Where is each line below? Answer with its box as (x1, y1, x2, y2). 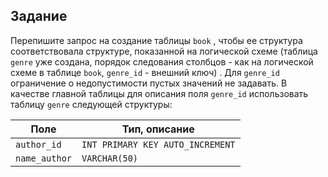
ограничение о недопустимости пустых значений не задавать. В (10, 77, 288, 89)
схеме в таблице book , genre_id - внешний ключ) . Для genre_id (10, 66, 280, 78)
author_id (15, 139, 62, 150)
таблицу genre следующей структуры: (10, 98, 173, 110)
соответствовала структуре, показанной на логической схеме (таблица (10, 45, 318, 57)
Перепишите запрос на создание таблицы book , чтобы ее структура (10, 34, 303, 46)
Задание (10, 8, 68, 25)
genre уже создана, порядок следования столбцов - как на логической (10, 55, 314, 68)
